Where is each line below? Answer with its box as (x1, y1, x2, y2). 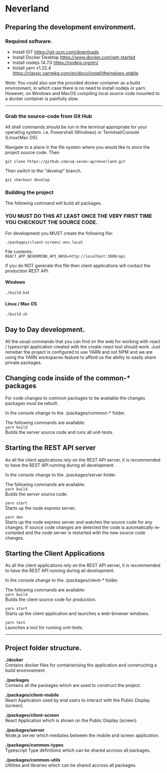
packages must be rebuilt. (5, 400, 59, 406)
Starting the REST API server (5, 444, 96, 452)
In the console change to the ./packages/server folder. (5, 472, 117, 478)
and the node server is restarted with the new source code (25, 529, 146, 535)
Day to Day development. (5, 325, 85, 334)
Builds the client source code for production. (5, 596, 96, 602)
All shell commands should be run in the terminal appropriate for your (5, 124, 148, 130)
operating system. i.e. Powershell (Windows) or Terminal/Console (5, 129, 140, 135)
